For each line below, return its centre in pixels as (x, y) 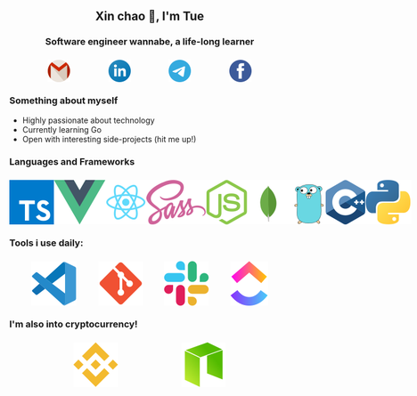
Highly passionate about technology (88, 120)
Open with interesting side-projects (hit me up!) (109, 139)
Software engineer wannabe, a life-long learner (150, 42)
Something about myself (64, 101)
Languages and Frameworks (72, 162)
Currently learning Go (62, 129)
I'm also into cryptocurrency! (74, 324)
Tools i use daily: (46, 243)
